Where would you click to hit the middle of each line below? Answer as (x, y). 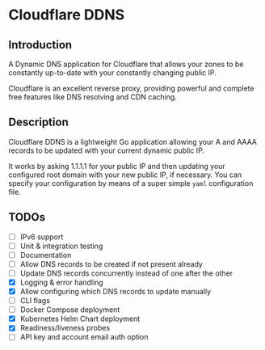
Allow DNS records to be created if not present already (111, 264)
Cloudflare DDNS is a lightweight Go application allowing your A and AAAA (132, 141)
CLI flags (35, 301)
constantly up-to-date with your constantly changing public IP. (112, 73)
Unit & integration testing (61, 246)
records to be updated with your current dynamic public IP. (106, 150)
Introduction (40, 45)
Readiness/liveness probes (65, 328)
